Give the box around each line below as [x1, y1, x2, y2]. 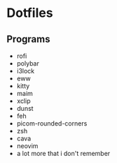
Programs [6, 33, 50, 45]
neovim [16, 142, 39, 150]
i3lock [16, 67, 35, 75]
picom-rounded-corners [16, 119, 88, 128]
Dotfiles [6, 5, 53, 21]
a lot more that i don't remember [16, 150, 111, 157]
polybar [16, 59, 39, 68]
